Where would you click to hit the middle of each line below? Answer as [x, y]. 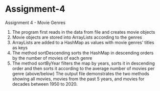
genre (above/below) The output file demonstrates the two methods [80, 73]
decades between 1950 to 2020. [45, 84]
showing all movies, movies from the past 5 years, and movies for [78, 79]
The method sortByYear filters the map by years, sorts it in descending [83, 63]
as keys [20, 47]
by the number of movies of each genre [52, 58]
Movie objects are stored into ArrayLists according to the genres [77, 37]
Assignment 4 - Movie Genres [35, 23]
